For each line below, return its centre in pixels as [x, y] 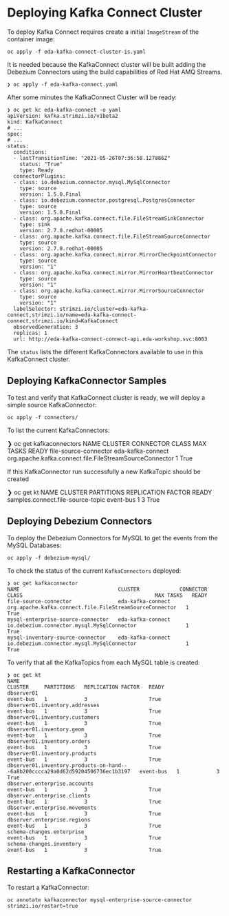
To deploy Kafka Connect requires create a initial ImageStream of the [103, 32]
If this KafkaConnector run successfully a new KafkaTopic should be [104, 471]
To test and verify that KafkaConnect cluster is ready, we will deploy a [106, 397]
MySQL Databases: [34, 545]
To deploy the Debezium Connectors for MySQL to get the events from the [113, 538]
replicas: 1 [31, 333]
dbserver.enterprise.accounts [51, 784]
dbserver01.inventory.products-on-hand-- [67, 765]
